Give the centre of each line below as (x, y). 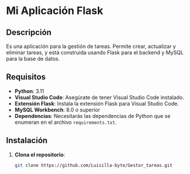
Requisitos (26, 77)
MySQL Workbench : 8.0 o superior (57, 110)
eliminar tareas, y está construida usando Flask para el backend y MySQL (95, 53)
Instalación (27, 140)
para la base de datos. (33, 59)
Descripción (29, 32)
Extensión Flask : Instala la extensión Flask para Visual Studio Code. (96, 103)
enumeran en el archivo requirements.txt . (66, 122)
